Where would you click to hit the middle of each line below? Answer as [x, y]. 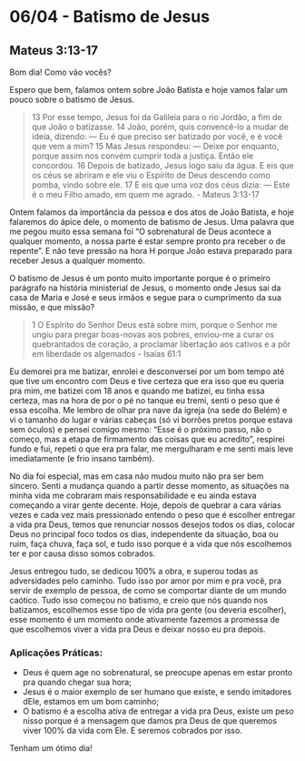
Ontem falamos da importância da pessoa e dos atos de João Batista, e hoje [152, 212]
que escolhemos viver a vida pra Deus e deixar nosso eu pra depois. [138, 629]
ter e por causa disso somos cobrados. [83, 553]
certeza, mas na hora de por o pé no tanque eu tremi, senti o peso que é [145, 401]
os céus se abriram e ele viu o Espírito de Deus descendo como [151, 175]
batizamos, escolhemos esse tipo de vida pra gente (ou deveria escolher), [148, 610]
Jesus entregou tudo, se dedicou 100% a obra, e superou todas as [134, 571]
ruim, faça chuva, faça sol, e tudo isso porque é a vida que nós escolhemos [151, 544]
